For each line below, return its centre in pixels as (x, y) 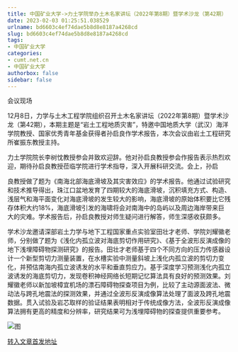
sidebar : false (30, 80)
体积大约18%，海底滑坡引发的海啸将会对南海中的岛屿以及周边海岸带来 (116, 208)
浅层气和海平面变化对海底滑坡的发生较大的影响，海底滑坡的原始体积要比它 (116, 199)
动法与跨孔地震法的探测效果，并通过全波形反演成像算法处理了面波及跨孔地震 (119, 294)
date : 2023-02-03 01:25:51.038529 (58, 21)
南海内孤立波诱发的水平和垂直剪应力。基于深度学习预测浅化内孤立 (134, 267)
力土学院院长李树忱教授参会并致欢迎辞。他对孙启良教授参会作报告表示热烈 (116, 157)
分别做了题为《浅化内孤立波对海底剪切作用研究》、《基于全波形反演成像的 (125, 241)
